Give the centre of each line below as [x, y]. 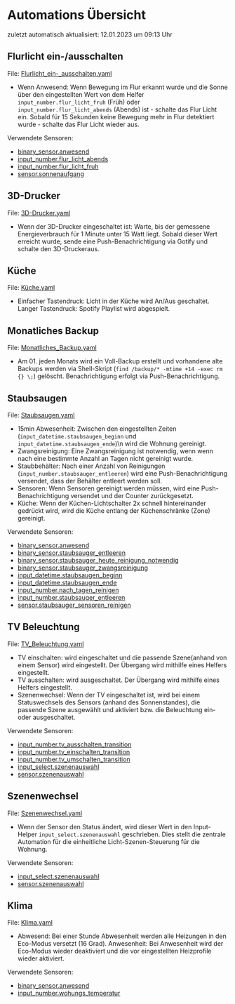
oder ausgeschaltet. [46, 717]
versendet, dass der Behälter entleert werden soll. [90, 481]
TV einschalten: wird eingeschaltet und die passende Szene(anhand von [122, 657]
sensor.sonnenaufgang [51, 174]
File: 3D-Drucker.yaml [39, 213]
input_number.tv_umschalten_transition [74, 759]
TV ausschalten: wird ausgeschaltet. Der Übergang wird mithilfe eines [118, 680]
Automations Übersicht [76, 15]
